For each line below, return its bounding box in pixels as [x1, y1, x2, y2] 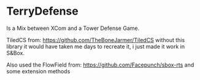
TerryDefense [6, 4, 79, 18]
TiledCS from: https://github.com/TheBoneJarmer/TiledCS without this [6, 36, 185, 43]
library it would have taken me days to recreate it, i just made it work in [6, 43, 185, 50]
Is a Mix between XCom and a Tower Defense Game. [6, 24, 140, 32]
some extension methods [6, 67, 71, 75]
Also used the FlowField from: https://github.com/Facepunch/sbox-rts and [6, 61, 194, 68]
